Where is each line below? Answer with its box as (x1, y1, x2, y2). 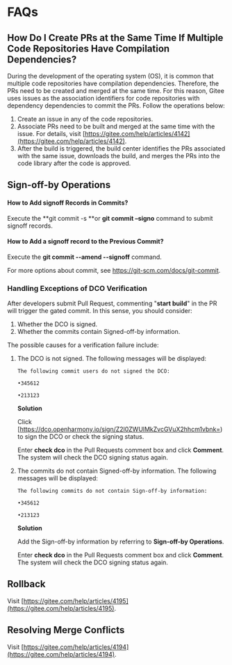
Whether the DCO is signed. (17, 320, 98, 328)
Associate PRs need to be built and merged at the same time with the (17, 122, 215, 131)
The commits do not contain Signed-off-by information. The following (17, 466, 217, 475)
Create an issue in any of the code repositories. (17, 115, 154, 123)
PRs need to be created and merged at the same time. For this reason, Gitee (7, 87, 224, 94)
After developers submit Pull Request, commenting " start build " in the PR (7, 299, 217, 308)
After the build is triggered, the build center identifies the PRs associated (17, 144, 226, 153)
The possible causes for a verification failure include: (7, 341, 159, 349)
